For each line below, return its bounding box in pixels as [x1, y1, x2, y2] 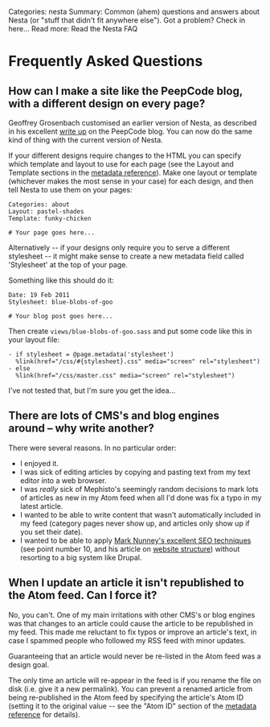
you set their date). [19, 527, 83, 536]
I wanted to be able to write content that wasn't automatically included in [19, 510, 261, 519]
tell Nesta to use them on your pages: [8, 185, 133, 194]
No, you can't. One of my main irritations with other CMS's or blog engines [8, 609, 256, 619]
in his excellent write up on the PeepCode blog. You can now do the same [8, 126, 253, 136]
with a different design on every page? [8, 97, 206, 110]
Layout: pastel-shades [8, 208, 84, 216]
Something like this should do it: [8, 275, 114, 285]
